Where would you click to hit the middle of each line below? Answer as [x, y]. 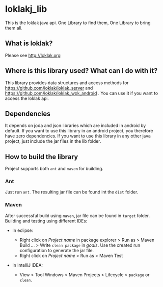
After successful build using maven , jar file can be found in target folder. [78, 216]
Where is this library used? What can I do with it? [81, 71]
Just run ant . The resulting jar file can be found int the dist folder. [72, 192]
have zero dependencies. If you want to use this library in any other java [78, 136]
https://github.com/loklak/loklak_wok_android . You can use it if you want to [81, 93]
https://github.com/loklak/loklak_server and [49, 88]
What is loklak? [29, 44]
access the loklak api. [27, 98]
